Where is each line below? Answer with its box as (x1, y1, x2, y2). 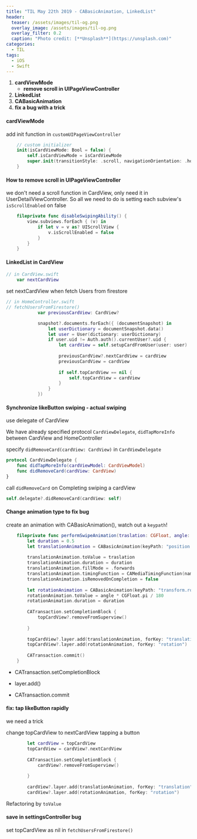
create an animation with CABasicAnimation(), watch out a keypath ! (6, 521, 168, 528)
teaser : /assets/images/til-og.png (11, 19, 98, 25)
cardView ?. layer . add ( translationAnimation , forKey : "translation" (27, 784, 193, 790)
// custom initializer (16, 142, 72, 148)
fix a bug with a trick (14, 104, 66, 111)
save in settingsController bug (6, 813, 81, 821)
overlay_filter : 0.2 (11, 30, 62, 36)
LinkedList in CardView (6, 259, 64, 266)
